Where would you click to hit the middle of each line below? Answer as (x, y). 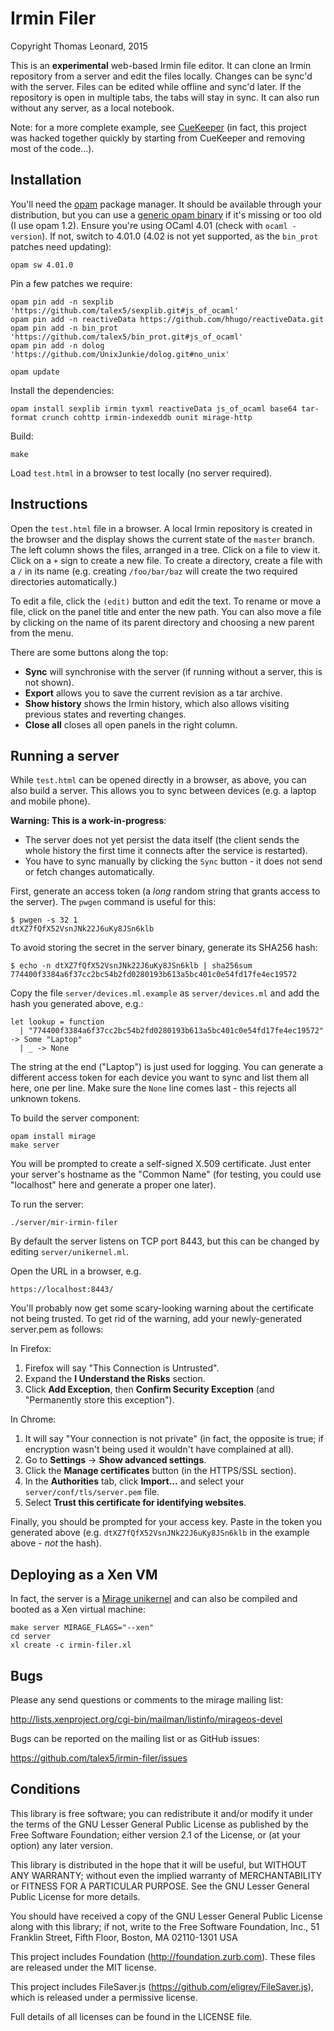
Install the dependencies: (62, 390)
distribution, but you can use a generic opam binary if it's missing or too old (166, 214)
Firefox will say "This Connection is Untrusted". (122, 1368)
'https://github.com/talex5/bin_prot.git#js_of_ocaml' (127, 337)
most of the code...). (52, 148)
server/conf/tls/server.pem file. (92, 1492)
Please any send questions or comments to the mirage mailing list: (147, 1700)
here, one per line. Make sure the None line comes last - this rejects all (153, 1088)
